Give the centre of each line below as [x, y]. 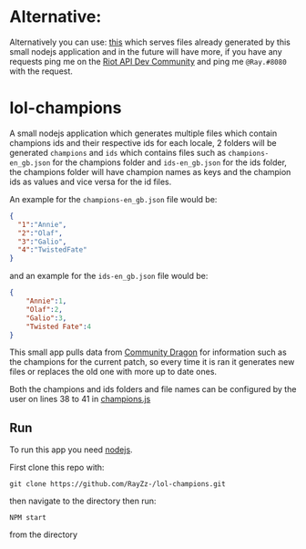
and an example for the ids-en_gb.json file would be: [109, 276]
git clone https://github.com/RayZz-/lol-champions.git [117, 484]
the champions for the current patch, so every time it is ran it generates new [152, 362]
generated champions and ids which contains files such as [117, 152]
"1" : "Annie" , [42, 224]
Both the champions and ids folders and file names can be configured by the [153, 389]
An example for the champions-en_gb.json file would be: [113, 199]
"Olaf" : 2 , [45, 309]
